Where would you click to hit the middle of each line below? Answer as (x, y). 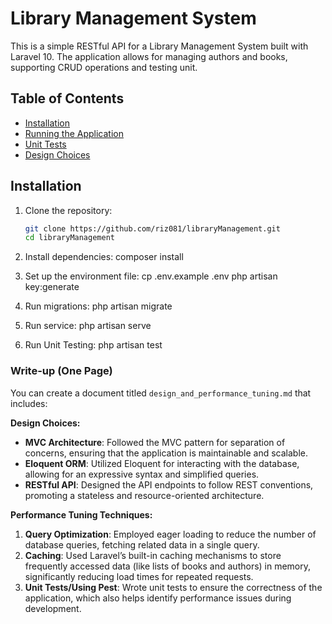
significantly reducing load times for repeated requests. (139, 576)
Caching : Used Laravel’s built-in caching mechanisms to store (153, 555)
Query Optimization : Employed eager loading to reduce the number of (170, 534)
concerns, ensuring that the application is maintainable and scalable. (166, 453)
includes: (29, 403)
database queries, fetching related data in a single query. (142, 544)
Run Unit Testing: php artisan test (93, 345)
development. (53, 608)
